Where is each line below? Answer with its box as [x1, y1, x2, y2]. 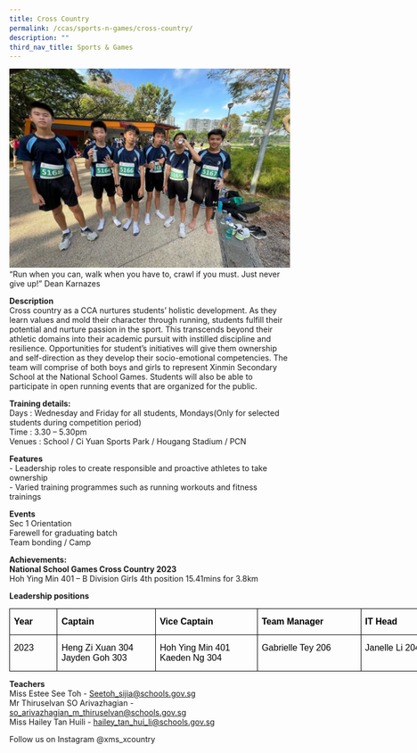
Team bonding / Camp [9, 536, 92, 548]
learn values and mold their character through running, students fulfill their [9, 314, 283, 325]
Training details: [9, 398, 71, 409]
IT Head [364, 616, 398, 626]
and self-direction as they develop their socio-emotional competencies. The [9, 352, 288, 363]
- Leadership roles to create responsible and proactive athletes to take [9, 462, 267, 473]
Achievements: [9, 554, 67, 565]
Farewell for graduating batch [9, 527, 118, 538]
